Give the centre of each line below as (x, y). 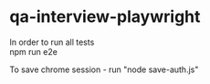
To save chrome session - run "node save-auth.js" (104, 69)
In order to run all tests (52, 42)
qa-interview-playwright (105, 17)
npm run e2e (33, 51)
